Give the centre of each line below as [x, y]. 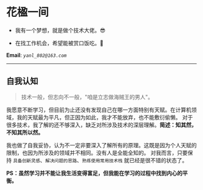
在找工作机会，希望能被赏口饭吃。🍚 [59, 43]
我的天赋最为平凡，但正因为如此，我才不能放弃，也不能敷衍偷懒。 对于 [105, 117]
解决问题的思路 [61, 160]
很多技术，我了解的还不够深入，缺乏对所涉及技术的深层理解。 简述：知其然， [101, 125]
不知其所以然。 [25, 132]
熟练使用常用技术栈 [102, 160]
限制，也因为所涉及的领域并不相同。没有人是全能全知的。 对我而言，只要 [97, 153]
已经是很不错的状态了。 [158, 160]
